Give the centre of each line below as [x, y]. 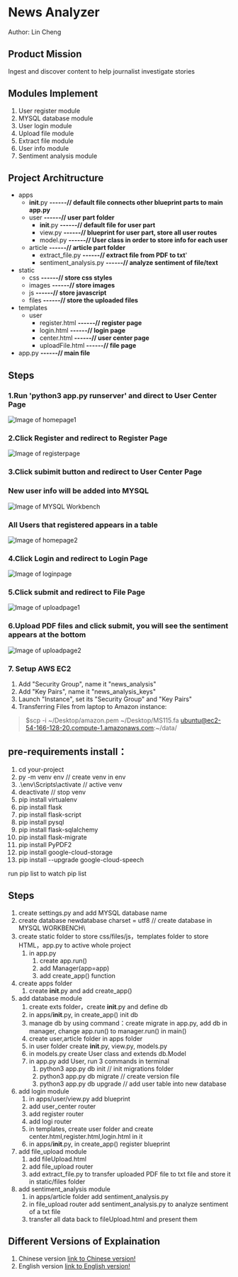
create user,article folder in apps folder [86, 1038]
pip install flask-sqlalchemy [58, 829]
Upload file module [46, 133]
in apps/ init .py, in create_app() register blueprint [100, 1144]
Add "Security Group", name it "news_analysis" [87, 684]
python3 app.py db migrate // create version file [109, 1076]
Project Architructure [56, 178]
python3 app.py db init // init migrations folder [107, 1068]
